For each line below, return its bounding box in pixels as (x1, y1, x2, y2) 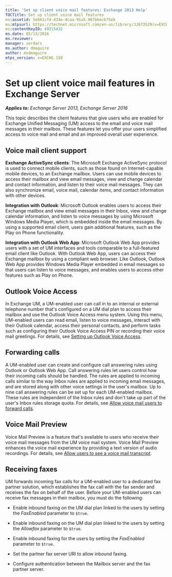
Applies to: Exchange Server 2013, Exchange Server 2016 (5, 105, 128, 111)
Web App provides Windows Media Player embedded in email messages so (5, 261, 165, 267)
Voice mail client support (5, 146, 87, 155)
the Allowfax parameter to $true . (12, 526, 82, 532)
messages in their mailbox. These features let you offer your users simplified (5, 126, 167, 132)
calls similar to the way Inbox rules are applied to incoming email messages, (5, 378, 165, 384)
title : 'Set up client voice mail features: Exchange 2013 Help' (5, 7, 147, 13)
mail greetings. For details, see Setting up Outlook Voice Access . (5, 333, 142, 339)
